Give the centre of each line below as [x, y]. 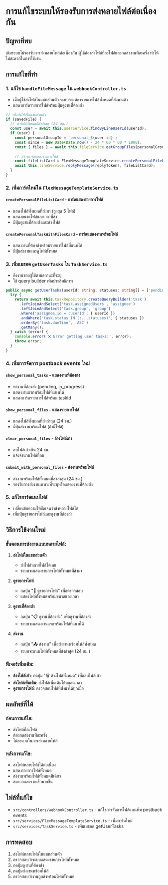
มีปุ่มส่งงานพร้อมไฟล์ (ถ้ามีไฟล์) [38, 427]
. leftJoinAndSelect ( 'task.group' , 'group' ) [65, 309]
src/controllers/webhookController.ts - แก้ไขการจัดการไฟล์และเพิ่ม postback [87, 810]
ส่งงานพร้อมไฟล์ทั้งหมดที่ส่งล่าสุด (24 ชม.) [48, 478]
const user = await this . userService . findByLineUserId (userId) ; [78, 129]
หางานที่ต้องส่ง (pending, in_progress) [48, 386]
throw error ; [28, 341]
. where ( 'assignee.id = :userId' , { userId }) [67, 313]
